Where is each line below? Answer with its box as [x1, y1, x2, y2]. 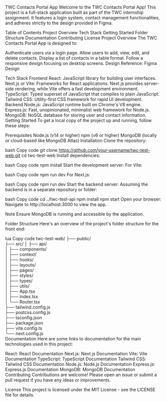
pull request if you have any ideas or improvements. [5, 377, 111, 383]
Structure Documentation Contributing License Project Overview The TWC [5, 35, 158, 41]
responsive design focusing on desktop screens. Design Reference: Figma [5, 61, 157, 66]
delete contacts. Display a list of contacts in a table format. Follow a [5, 55, 143, 61]
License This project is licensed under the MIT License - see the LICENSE [5, 387, 156, 393]
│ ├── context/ [5, 252, 37, 257]
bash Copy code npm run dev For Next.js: [5, 172, 91, 178]
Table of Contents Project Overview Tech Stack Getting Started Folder [5, 30, 148, 35]
